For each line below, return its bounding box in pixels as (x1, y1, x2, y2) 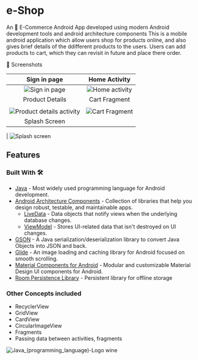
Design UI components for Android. (14, 268, 104, 275)
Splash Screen (23, 117, 66, 125)
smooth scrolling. (14, 254, 58, 262)
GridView (14, 309, 39, 317)
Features (6, 150, 40, 160)
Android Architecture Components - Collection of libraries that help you (14, 197, 193, 204)
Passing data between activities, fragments (14, 335, 122, 342)
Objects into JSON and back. (14, 242, 87, 249)
